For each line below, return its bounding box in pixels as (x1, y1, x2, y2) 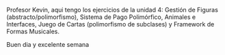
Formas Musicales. (6, 27, 59, 35)
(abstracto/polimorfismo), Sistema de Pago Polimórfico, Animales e (6, 13, 196, 21)
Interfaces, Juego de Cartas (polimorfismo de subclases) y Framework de (6, 20, 215, 28)
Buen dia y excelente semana (6, 41, 90, 48)
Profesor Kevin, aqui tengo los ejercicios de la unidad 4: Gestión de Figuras (6, 6, 218, 14)
